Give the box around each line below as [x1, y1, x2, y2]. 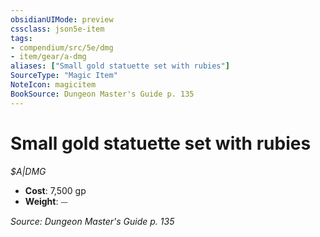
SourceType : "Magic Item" [10, 71, 118, 81]
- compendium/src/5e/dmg [10, 42, 114, 53]
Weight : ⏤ [24, 195, 68, 207]
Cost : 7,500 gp [24, 184, 87, 196]
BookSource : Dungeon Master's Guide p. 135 [10, 89, 195, 99]
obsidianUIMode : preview [10, 14, 114, 25]
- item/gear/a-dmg [10, 52, 87, 62]
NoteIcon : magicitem [10, 80, 97, 90]
